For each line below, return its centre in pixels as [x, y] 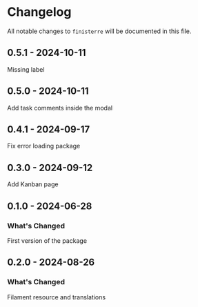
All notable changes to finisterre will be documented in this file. [99, 31]
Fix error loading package [44, 146]
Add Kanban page [33, 184]
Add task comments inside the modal [60, 108]
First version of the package [47, 240]
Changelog [39, 12]
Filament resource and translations [56, 297]
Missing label [26, 69]
